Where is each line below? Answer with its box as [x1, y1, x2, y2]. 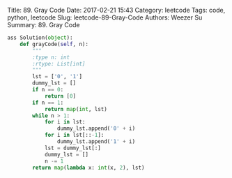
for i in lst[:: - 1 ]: [44, 132, 105, 139]
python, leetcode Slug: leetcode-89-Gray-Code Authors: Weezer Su [7, 13, 203, 22]
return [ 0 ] [44, 92, 77, 100]
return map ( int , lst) [44, 105, 108, 112]
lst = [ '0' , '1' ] [32, 73, 82, 80]
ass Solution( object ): [7, 34, 73, 41]
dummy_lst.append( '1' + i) [56, 138, 136, 145]
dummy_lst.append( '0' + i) [56, 125, 136, 132]
